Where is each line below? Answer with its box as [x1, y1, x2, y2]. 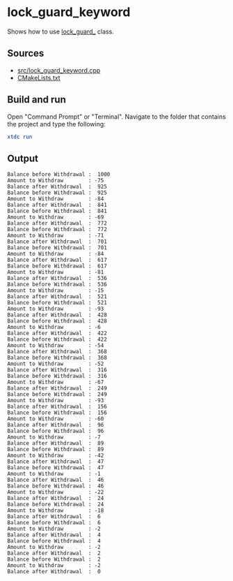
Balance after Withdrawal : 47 [7, 458, 104, 465]
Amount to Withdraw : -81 [7, 269, 104, 276]
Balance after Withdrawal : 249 [7, 385, 108, 392]
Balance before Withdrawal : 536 [7, 281, 108, 288]
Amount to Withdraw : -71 [7, 232, 104, 240]
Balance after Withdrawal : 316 [7, 367, 108, 374]
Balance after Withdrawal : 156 [7, 403, 108, 411]
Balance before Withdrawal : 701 [7, 244, 108, 251]
